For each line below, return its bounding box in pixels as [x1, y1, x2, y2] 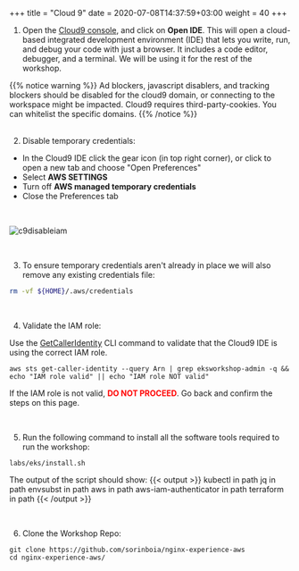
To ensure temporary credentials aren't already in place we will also [21, 260, 271, 271]
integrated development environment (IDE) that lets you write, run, [47, 35, 291, 45]
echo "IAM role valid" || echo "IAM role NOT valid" [9, 372, 210, 381]
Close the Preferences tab [21, 191, 119, 201]
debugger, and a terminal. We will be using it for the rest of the [21, 54, 253, 63]
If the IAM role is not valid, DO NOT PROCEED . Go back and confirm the [9, 388, 273, 399]
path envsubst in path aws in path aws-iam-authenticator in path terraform [9, 483, 284, 494]
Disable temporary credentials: [21, 136, 136, 146]
